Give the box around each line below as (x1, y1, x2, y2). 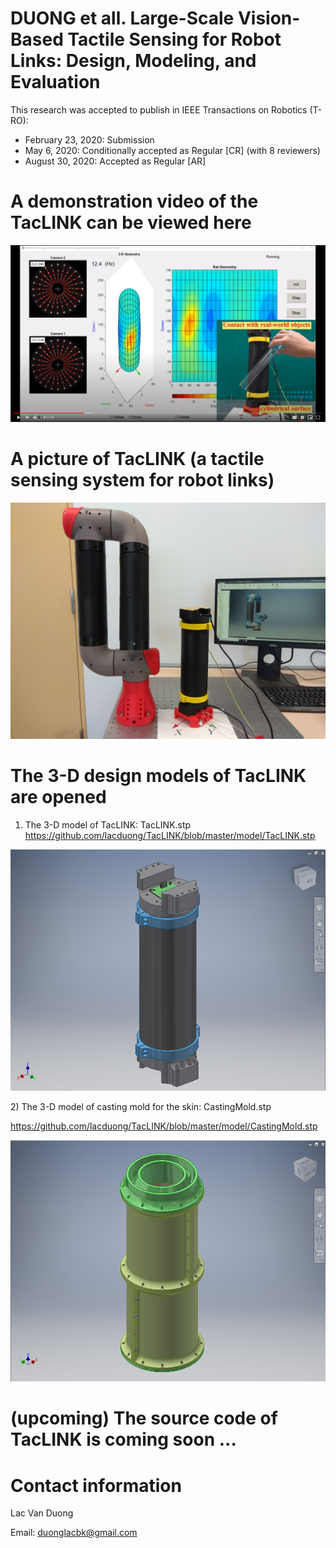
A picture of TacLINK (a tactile (10, 448, 265, 471)
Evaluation (10, 71, 101, 94)
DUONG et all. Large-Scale (10, 7, 235, 30)
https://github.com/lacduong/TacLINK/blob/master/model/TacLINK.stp (24, 829, 316, 841)
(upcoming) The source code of (10, 1407, 278, 1430)
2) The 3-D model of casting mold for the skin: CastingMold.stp (10, 1100, 272, 1112)
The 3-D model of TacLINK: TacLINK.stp (24, 818, 192, 831)
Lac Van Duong (10, 1507, 74, 1519)
